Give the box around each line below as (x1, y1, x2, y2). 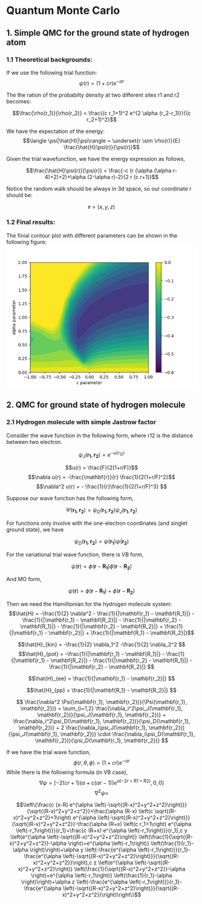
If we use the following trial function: (6, 69, 97, 76)
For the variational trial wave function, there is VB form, (6, 551, 144, 558)
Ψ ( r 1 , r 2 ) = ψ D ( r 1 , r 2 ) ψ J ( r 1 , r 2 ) (65, 506, 138, 515)
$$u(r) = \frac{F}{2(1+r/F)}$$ (65, 464, 138, 471)
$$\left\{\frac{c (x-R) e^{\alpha (16, 801, 93, 808)
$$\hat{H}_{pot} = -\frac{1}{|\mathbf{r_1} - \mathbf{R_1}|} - (18, 651, 165, 658)
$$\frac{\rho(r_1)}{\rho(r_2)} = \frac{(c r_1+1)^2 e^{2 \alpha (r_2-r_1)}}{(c (11, 109, 192, 117)
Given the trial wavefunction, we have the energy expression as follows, (6, 155, 186, 162)
